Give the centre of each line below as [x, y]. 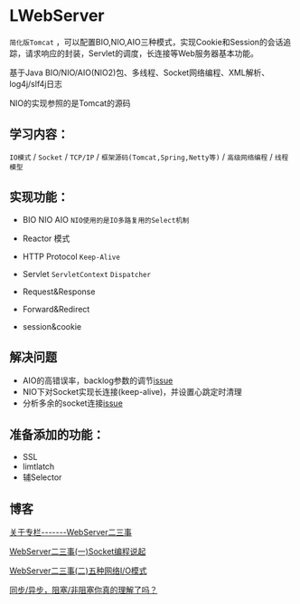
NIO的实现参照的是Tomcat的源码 [70, 103]
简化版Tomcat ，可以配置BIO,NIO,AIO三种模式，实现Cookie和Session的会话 [146, 42]
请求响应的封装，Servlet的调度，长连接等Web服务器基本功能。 [142, 53]
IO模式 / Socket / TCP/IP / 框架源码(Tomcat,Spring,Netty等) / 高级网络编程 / [141, 157]
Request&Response [59, 292]
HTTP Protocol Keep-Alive [71, 256]
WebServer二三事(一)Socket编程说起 [78, 551]
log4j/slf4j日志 [36, 83]
